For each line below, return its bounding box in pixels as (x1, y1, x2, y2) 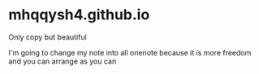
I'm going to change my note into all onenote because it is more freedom (8, 47, 252, 57)
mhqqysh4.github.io (8, 6, 150, 24)
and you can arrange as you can (8, 56, 117, 66)
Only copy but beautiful (8, 32, 87, 42)
